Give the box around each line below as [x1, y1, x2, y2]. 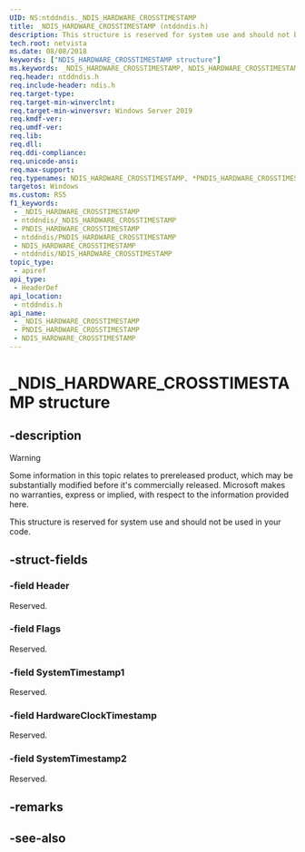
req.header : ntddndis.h [9, 73, 100, 82]
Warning [9, 452, 41, 463]
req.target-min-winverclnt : [9, 97, 116, 107]
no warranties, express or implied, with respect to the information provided [9, 489, 290, 500]
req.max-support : [9, 165, 75, 174]
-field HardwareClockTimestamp [9, 710, 157, 722]
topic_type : [9, 258, 54, 268]
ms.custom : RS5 [9, 191, 67, 200]
